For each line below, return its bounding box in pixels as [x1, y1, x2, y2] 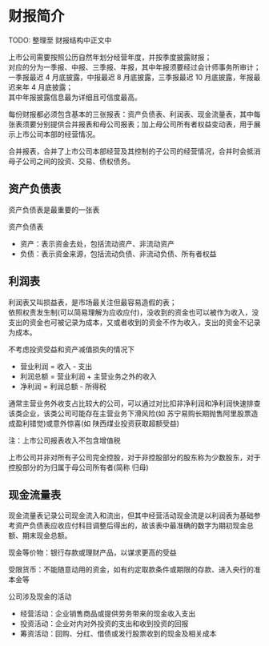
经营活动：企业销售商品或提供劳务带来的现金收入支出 [19, 609, 196, 619]
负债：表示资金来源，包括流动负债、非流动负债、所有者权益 [19, 249, 217, 259]
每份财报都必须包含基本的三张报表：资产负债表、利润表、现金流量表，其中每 [8, 109, 261, 118]
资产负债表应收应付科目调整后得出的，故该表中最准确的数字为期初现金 [14, 521, 247, 531]
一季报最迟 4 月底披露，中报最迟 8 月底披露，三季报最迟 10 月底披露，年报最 [8, 72, 261, 82]
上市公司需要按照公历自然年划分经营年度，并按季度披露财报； [8, 52, 212, 62]
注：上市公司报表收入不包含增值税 [8, 435, 121, 445]
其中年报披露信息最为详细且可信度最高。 [8, 92, 142, 102]
